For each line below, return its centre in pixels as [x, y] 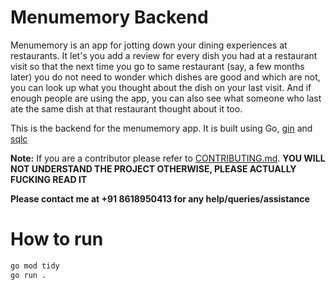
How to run [57, 239]
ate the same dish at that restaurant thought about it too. [126, 108]
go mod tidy [35, 266]
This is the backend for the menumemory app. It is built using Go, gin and [161, 128]
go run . [28, 275]
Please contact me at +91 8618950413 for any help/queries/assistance [160, 198]
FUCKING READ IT [49, 179]
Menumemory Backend [109, 17]
